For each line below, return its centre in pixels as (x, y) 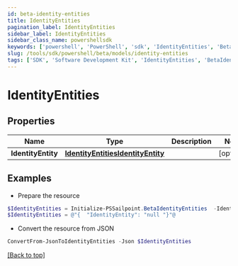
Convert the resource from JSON (66, 228)
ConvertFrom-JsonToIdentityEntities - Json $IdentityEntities (100, 242)
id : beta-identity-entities (49, 14)
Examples (29, 178)
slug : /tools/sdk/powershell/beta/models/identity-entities (98, 54)
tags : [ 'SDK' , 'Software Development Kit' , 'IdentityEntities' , (104, 60)
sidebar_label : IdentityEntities (57, 34)
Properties (31, 121)
